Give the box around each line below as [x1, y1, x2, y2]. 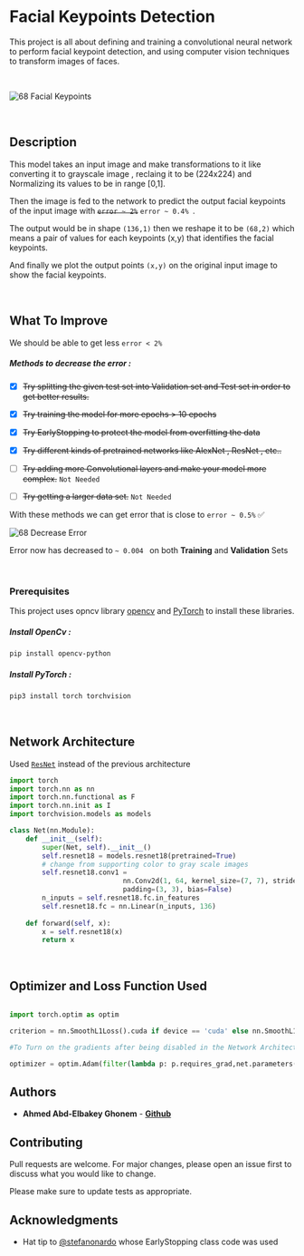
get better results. [22, 391, 90, 402]
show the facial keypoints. [9, 269, 107, 280]
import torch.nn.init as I [9, 801, 111, 811]
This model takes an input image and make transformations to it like [9, 159, 261, 170]
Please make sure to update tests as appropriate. [9, 1186, 193, 1197]
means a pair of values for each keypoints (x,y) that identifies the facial [9, 232, 274, 243]
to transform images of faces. [9, 55, 120, 66]
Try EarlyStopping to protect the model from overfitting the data [22, 426, 261, 437]
